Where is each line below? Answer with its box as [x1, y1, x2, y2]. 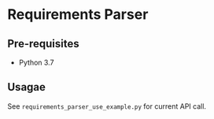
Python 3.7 [18, 58, 54, 67]
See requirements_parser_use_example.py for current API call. [7, 101, 206, 111]
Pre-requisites [7, 37, 79, 50]
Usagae [7, 80, 46, 94]
